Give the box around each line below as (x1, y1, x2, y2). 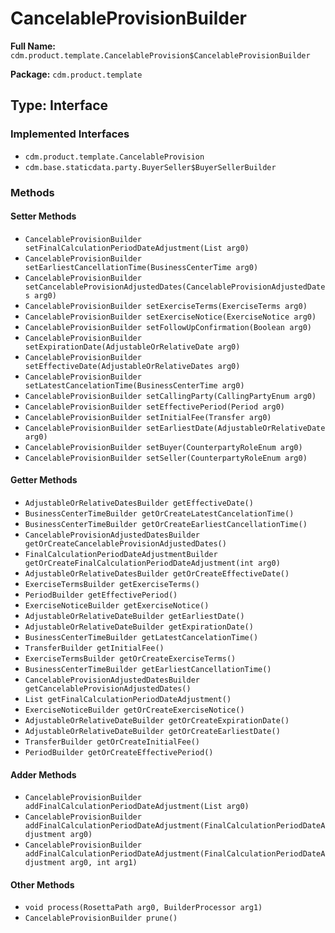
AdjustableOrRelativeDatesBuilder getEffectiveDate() (24, 498, 254, 508)
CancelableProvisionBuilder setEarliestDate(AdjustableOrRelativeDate (24, 423, 326, 433)
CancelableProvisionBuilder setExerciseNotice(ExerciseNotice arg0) (24, 312, 317, 322)
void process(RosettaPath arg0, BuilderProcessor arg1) (24, 903, 263, 913)
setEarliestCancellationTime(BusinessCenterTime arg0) (24, 262, 259, 272)
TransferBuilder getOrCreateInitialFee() (24, 737, 200, 747)
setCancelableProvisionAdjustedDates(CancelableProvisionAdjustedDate (24, 282, 326, 292)
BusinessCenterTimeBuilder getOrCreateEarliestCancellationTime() (24, 519, 308, 529)
